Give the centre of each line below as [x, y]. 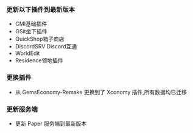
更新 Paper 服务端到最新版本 [51, 123]
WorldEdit [27, 53]
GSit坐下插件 [31, 31]
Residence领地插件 [39, 60]
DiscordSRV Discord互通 [46, 47]
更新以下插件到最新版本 [40, 9]
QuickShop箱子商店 [40, 39]
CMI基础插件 [31, 24]
